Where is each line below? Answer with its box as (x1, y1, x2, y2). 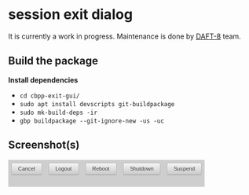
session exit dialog (8, 6, 134, 24)
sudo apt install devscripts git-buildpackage (19, 100, 175, 108)
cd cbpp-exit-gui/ (19, 92, 80, 100)
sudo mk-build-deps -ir (19, 109, 98, 116)
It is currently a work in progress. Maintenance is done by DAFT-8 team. (8, 31, 241, 41)
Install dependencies (8, 75, 79, 84)
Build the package (8, 54, 99, 68)
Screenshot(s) (8, 138, 80, 152)
